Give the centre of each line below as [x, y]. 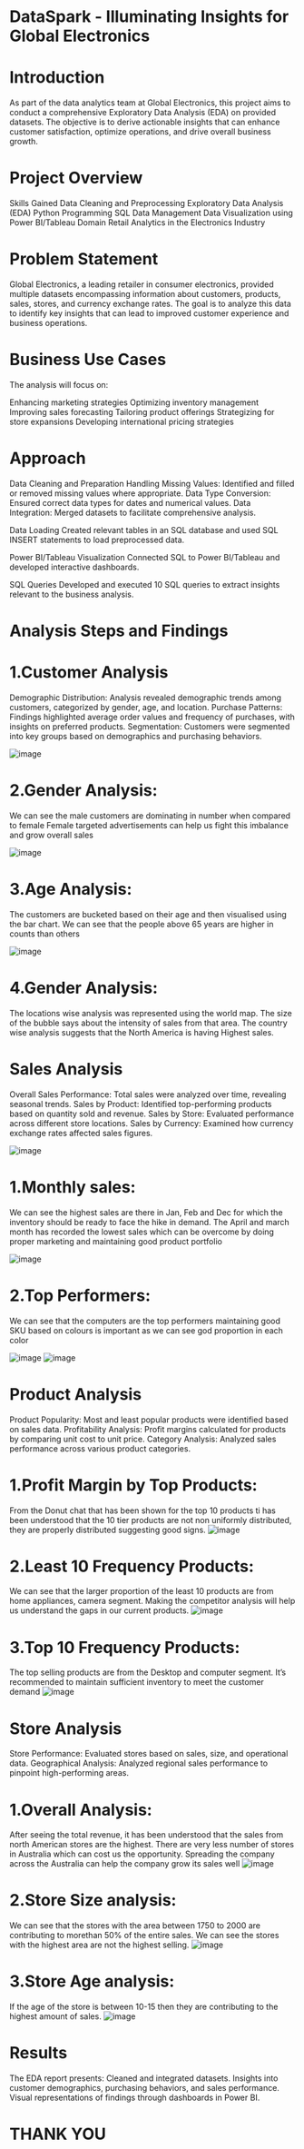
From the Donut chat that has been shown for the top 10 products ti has [143, 1510]
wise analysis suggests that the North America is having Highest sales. [142, 1032]
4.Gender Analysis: [84, 988]
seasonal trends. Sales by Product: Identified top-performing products [141, 1104]
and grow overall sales [51, 835]
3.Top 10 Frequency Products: [125, 1647]
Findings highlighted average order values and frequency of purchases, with [152, 717]
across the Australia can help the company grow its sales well [125, 1864]
